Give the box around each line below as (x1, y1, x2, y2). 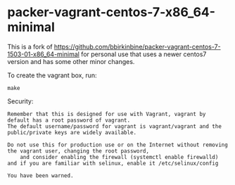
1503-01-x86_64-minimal (7, 50, 80, 58)
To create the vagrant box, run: (7, 71, 97, 79)
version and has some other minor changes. (7, 57, 135, 65)
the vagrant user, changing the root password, (7, 147, 150, 155)
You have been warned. (7, 172, 74, 179)
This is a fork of (7, 42, 53, 51)
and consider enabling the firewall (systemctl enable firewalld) (20, 153, 219, 160)
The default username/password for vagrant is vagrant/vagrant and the (7, 122, 222, 130)
